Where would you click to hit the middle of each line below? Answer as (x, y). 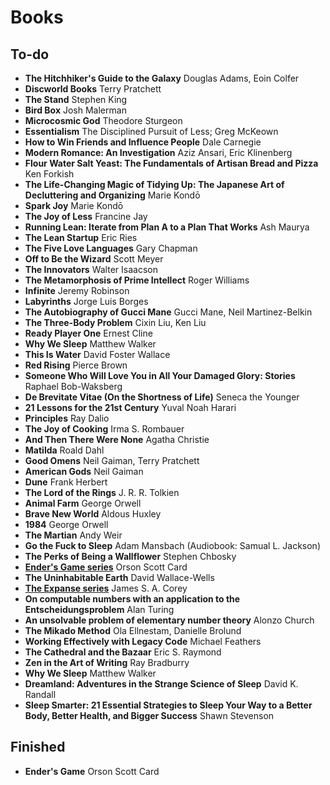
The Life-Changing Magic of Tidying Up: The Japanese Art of (154, 184)
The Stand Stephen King (76, 99)
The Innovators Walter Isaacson (91, 269)
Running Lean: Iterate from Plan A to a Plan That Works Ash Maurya (167, 227)
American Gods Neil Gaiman (84, 471)
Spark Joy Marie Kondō (74, 205)
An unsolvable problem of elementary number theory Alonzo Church (169, 620)
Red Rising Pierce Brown (76, 365)
